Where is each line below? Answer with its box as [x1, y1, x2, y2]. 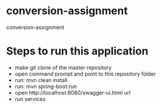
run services [14, 95, 46, 102]
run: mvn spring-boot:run [14, 83, 77, 90]
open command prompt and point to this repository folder [14, 70, 156, 77]
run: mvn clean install [14, 76, 67, 83]
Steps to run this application [6, 44, 149, 58]
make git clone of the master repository [14, 64, 112, 71]
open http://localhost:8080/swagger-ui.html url [14, 89, 131, 96]
